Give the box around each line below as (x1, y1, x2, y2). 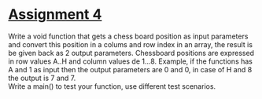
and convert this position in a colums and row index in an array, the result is (8, 39, 253, 49)
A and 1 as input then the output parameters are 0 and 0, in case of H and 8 (8, 64, 253, 74)
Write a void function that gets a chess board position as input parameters (8, 31, 249, 41)
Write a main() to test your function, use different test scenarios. (8, 81, 216, 91)
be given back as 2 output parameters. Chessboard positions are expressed (8, 48, 254, 57)
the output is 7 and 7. (8, 73, 76, 82)
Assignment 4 (8, 5, 102, 24)
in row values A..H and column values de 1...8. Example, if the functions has (8, 57, 253, 66)
